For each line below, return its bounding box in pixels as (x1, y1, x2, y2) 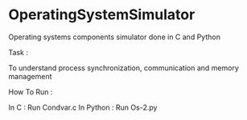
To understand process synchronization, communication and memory (8, 62, 240, 73)
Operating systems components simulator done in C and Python (8, 32, 221, 42)
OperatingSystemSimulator (8, 6, 196, 24)
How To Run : (8, 86, 53, 97)
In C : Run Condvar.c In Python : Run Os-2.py (8, 102, 158, 112)
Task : (8, 47, 28, 57)
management (8, 71, 52, 81)
